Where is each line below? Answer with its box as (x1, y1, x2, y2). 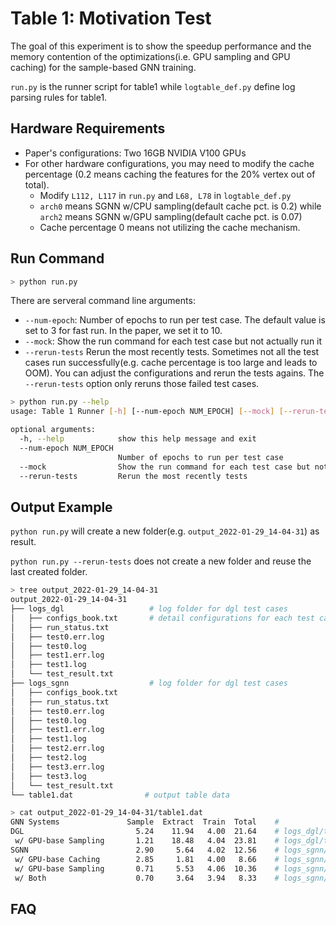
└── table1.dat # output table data (10, 790, 230, 800)
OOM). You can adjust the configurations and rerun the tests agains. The (24, 367, 325, 379)
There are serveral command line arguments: (10, 295, 196, 307)
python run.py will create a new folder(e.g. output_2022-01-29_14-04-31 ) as (10, 525, 320, 537)
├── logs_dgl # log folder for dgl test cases (10, 604, 288, 614)
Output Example (10, 498, 113, 516)
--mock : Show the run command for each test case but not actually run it (24, 335, 323, 347)
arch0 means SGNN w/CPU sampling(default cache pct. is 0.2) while (39, 200, 322, 212)
